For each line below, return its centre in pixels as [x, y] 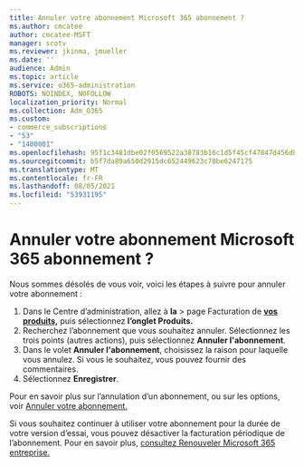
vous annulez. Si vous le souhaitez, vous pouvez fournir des [134, 359]
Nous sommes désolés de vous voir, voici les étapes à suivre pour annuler [147, 284]
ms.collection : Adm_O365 [56, 111]
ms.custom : [30, 119]
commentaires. [50, 369]
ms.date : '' [32, 60]
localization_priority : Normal [68, 102]
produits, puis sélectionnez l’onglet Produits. [108, 321]
